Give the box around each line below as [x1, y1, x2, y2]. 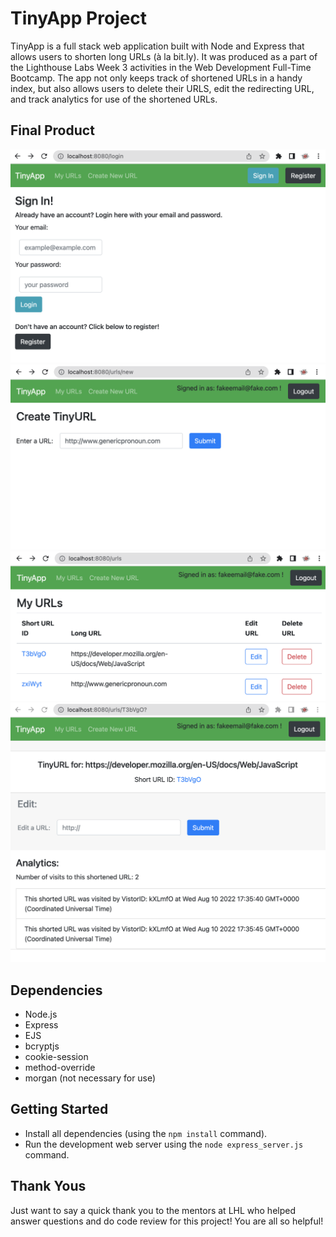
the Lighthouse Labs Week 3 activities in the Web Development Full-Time [10, 61, 312, 73]
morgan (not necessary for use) [24, 1072, 157, 1084]
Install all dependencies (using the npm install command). [24, 1127, 268, 1139]
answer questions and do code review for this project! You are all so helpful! [10, 1215, 324, 1227]
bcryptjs [24, 1040, 60, 1052]
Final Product [10, 122, 95, 139]
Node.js [24, 1008, 58, 1021]
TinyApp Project [10, 7, 148, 30]
